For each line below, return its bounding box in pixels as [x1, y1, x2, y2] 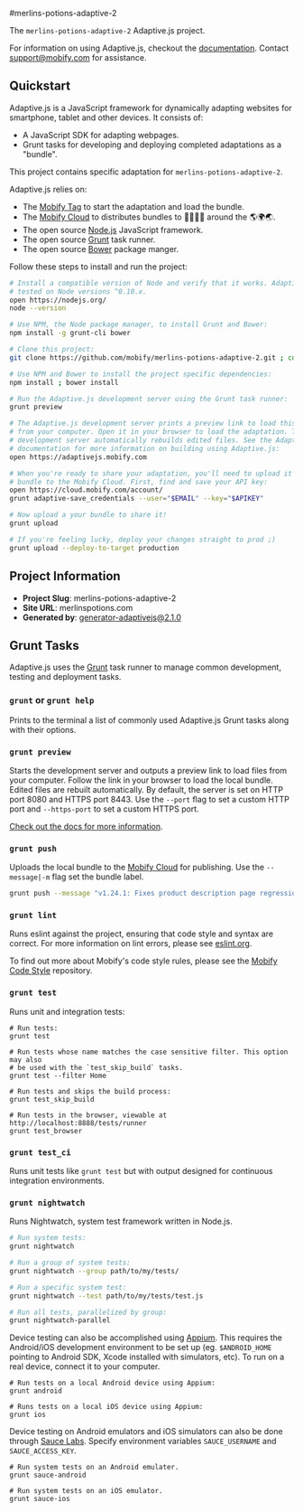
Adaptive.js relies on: [9, 183, 87, 194]
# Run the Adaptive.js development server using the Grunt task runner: [9, 394, 289, 403]
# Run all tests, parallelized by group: [9, 1308, 168, 1317]
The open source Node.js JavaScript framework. [22, 224, 204, 235]
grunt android [9, 1386, 63, 1395]
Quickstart [9, 79, 71, 94]
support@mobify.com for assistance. [9, 52, 147, 62]
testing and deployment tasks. [9, 671, 122, 682]
